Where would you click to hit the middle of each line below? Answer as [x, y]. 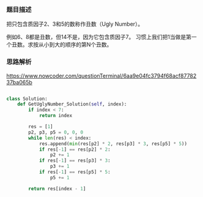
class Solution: [27, 99]
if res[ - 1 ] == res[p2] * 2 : [75, 149]
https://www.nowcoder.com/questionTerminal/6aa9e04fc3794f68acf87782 [102, 76]
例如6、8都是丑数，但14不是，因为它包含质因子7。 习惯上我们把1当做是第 [99, 37]
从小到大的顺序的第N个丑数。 [75, 45]
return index [55, 116]
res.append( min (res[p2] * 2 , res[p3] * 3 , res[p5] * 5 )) [113, 144]
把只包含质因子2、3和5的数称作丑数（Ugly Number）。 [75, 24]
